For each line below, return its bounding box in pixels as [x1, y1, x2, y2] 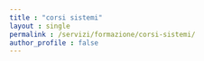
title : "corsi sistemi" [9, 13, 103, 22]
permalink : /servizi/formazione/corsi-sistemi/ [9, 30, 196, 39]
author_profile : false [9, 38, 99, 48]
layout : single [9, 22, 70, 30]
